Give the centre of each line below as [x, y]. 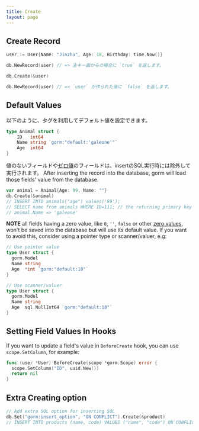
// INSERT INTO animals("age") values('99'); [63, 201]
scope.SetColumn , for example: [43, 352]
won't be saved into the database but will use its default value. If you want [97, 230]
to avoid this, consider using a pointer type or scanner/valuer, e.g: [86, 236]
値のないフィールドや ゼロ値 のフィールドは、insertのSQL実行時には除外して [98, 165]
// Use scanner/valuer [34, 285]
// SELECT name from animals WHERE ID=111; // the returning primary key [99, 207]
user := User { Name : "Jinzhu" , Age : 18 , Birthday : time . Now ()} [84, 55]
